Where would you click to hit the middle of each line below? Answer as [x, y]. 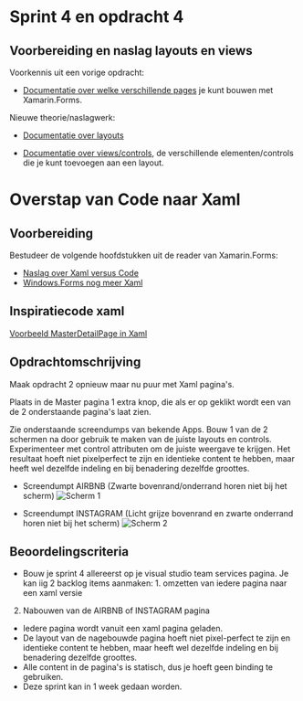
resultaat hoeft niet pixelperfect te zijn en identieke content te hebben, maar [152, 458]
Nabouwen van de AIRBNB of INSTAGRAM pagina [116, 611]
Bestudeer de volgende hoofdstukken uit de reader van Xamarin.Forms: [144, 255]
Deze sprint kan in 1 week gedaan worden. [102, 686]
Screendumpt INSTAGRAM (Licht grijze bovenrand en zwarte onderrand [158, 513]
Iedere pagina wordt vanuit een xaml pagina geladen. [123, 629]
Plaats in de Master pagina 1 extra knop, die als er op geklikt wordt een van [151, 402]
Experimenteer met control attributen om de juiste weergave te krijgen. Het [150, 449]
